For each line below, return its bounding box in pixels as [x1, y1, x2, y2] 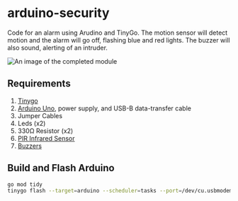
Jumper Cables [17, 111, 62, 120]
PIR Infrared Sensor [17, 134, 75, 142]
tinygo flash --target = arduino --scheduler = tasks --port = [7, 188, 182, 195]
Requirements [7, 78, 71, 90]
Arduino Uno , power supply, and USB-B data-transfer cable [17, 104, 191, 113]
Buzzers [17, 142, 42, 150]
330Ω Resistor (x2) [17, 126, 74, 135]
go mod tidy [7, 180, 42, 188]
